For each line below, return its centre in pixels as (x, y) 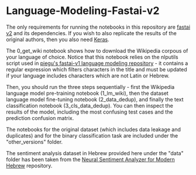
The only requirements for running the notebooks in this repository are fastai (98, 27)
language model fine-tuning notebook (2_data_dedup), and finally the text (95, 99)
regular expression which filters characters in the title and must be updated (97, 69)
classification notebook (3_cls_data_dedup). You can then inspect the (90, 105)
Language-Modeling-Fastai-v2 (83, 11)
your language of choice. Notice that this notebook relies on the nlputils (92, 57)
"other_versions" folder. (35, 142)
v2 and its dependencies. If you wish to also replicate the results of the (91, 33)
